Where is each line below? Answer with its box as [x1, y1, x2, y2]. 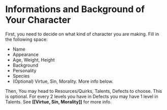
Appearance [12, 51, 39, 58]
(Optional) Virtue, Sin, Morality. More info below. [12, 78, 113, 84]
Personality [12, 67, 37, 74]
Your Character [5, 14, 71, 26]
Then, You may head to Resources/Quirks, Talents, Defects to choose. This [5, 88, 162, 94]
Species [12, 73, 30, 79]
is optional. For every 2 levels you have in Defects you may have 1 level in [5, 93, 158, 99]
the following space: [5, 36, 48, 42]
